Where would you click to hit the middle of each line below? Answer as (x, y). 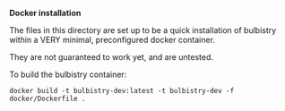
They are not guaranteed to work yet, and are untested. (111, 57)
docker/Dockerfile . (48, 98)
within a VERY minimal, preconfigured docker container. (112, 40)
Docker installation (45, 13)
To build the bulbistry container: (68, 74)
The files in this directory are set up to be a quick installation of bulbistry (143, 30)
